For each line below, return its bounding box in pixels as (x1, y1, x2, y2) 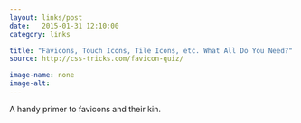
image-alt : (9, 79, 51, 88)
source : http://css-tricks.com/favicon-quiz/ (9, 55, 183, 64)
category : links (9, 30, 71, 39)
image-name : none (9, 71, 75, 80)
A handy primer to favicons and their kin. (9, 103, 161, 114)
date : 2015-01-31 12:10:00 (9, 22, 119, 31)
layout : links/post (9, 13, 83, 22)
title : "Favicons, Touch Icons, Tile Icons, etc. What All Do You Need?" (9, 46, 294, 55)
